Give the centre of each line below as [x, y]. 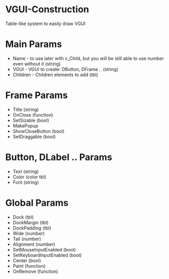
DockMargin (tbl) [30, 222]
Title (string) [26, 109]
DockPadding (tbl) [32, 228]
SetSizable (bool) [31, 120]
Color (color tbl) [29, 177]
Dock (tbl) [23, 217]
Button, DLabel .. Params [59, 157]
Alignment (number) [34, 244]
